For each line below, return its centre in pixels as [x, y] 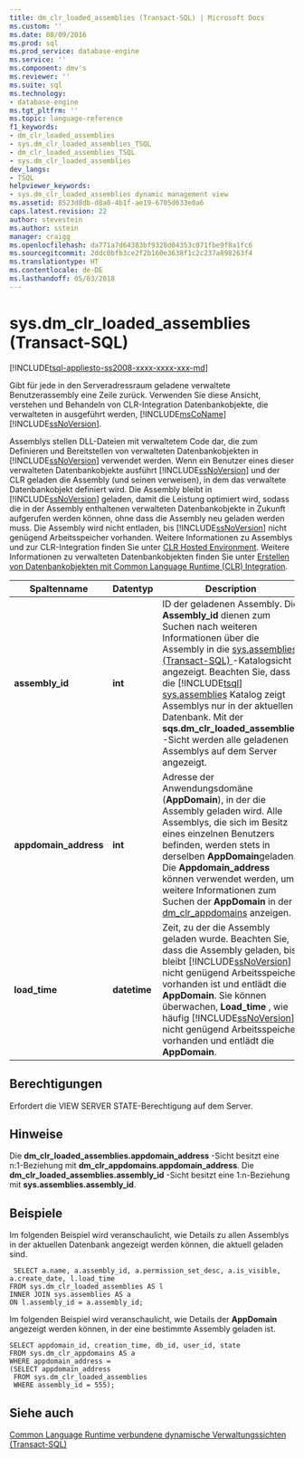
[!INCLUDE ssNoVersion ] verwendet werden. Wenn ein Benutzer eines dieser [152, 460]
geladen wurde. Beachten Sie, [226, 939]
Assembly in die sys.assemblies [230, 649]
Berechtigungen [56, 1084]
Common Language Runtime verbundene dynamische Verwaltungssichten [148, 1434]
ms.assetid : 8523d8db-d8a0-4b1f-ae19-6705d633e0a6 [107, 203]
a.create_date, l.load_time [62, 1279]
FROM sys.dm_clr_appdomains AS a [72, 1354]
